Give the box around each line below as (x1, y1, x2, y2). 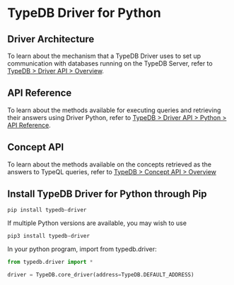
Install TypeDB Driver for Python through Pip (7, 188, 207, 200)
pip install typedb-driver (7, 207, 87, 214)
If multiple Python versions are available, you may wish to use (7, 219, 187, 227)
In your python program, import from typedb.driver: (7, 245, 157, 253)
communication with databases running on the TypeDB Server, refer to (7, 59, 213, 68)
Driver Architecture (7, 33, 95, 45)
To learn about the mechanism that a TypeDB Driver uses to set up (7, 51, 201, 60)
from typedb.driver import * (7, 259, 93, 266)
